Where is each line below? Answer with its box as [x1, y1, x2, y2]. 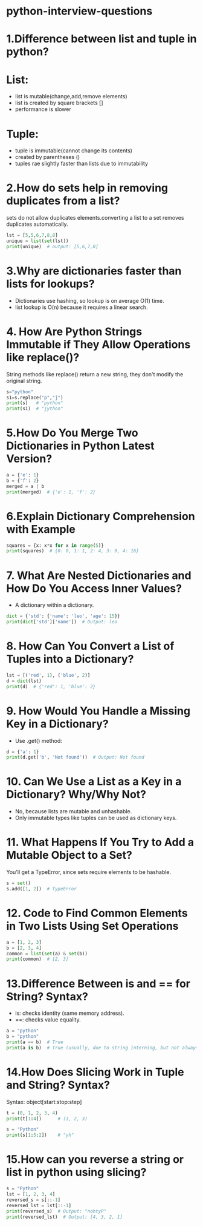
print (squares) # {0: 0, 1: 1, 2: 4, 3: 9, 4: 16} [6, 548, 139, 554]
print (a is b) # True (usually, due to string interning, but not [6, 1045, 180, 1051]
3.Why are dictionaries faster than [6, 264, 182, 277]
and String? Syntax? [6, 1078, 111, 1092]
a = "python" [6, 1028, 39, 1034]
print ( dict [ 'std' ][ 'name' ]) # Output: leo [6, 619, 118, 625]
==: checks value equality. [14, 1016, 81, 1023]
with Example [6, 522, 76, 536]
